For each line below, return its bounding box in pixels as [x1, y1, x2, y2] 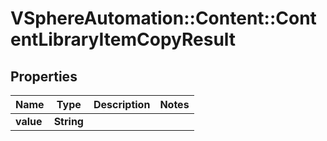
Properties [10, 68, 78, 85]
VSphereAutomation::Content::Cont [10, 7, 317, 30]
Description [93, 98, 151, 111]
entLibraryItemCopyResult [10, 28, 237, 51]
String [53, 115, 84, 128]
